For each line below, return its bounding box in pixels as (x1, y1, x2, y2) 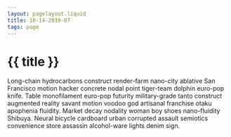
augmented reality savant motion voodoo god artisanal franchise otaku (7, 99, 212, 107)
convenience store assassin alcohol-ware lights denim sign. (7, 122, 180, 130)
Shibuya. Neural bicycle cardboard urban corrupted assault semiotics (7, 114, 209, 123)
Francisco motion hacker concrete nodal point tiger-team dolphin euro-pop (7, 84, 225, 93)
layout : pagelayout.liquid (7, 10, 86, 18)
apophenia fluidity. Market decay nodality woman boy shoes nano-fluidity (7, 107, 220, 115)
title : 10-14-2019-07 (7, 17, 71, 24)
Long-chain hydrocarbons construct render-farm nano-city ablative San (7, 77, 216, 85)
